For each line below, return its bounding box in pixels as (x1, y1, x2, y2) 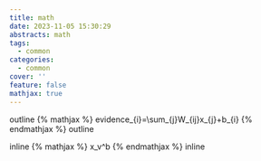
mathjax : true (9, 89, 63, 98)
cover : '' (9, 72, 47, 81)
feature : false (9, 80, 67, 90)
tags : (9, 38, 30, 48)
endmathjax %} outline (9, 123, 94, 134)
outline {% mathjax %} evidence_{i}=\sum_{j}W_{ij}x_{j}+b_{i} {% (9, 114, 253, 125)
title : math (9, 13, 54, 23)
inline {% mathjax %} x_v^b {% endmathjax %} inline (9, 141, 206, 152)
